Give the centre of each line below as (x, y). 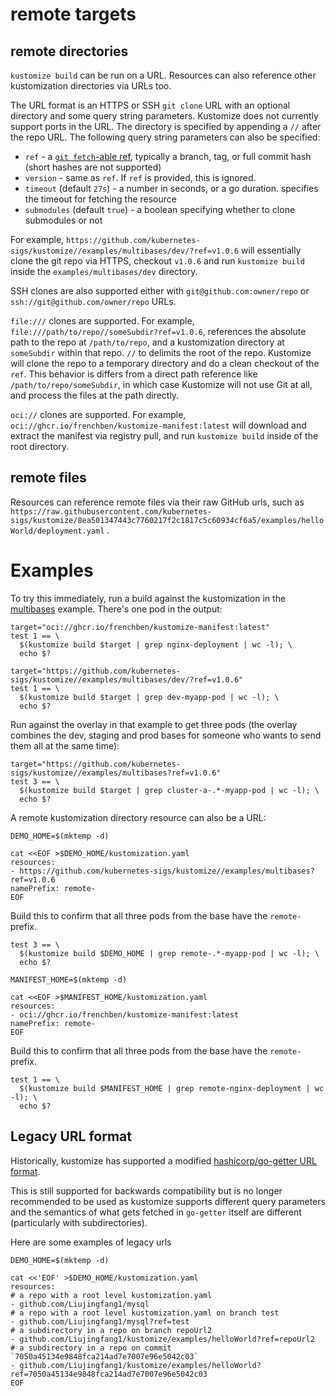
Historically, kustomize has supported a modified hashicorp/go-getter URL (163, 1160)
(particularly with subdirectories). (79, 1222)
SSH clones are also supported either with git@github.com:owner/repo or (160, 291)
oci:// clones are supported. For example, (98, 414)
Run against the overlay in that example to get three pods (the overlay (154, 724)
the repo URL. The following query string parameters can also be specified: (165, 137)
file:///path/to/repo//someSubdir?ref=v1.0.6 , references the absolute (158, 331)
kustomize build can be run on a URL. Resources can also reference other (163, 75)
